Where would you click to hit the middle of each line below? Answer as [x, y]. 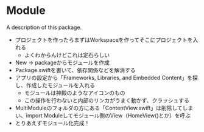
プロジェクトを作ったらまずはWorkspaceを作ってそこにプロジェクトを [104, 39]
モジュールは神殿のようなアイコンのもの [75, 93]
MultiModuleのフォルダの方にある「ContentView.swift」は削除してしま [104, 108]
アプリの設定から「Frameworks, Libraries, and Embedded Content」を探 [106, 78]
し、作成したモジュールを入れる [55, 85]
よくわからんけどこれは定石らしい [67, 54]
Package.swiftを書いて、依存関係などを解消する [75, 70]
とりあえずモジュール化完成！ [52, 123]
